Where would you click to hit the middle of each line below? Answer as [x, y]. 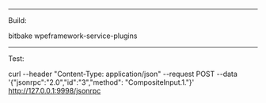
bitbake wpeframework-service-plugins [73, 36]
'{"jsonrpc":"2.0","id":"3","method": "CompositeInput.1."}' [101, 82]
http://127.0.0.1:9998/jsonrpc [55, 91]
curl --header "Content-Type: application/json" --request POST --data [123, 74]
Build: [17, 20]
